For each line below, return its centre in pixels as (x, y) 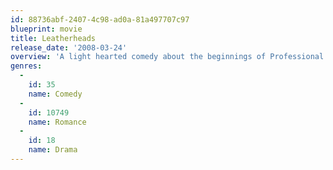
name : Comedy (55, 94)
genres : (26, 66)
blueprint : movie (46, 29)
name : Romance (57, 122)
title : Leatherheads (53, 38)
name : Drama (53, 150)
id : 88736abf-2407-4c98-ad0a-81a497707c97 (100, 19)
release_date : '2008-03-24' (69, 47)
